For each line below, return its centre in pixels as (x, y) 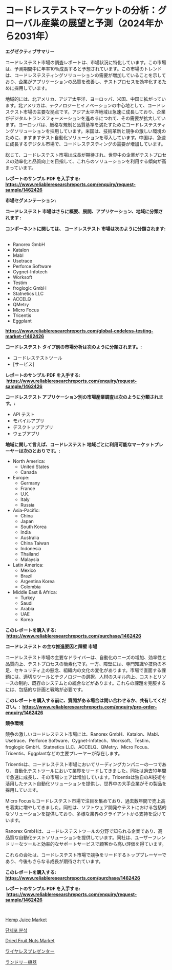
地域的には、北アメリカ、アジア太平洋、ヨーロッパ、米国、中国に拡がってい (86, 99)
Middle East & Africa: (35, 592)
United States (35, 467)
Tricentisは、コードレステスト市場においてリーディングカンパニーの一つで (84, 764)
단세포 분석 (16, 930)
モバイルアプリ (28, 421)
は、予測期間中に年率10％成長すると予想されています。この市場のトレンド (84, 69)
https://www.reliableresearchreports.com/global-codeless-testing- (79, 331)
